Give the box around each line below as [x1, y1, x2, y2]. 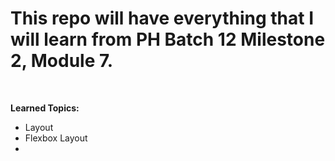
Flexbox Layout [24, 132, 88, 144]
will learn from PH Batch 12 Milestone [10, 28, 326, 51]
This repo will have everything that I [10, 7, 315, 30]
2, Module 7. [10, 50, 114, 72]
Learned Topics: [10, 102, 80, 114]
